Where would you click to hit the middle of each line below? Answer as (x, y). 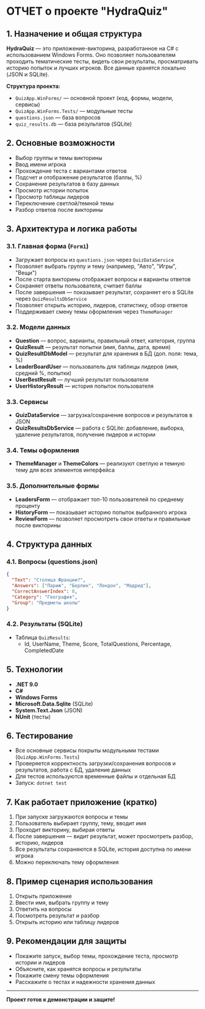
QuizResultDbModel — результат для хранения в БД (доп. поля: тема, (106, 353)
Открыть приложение (43, 896)
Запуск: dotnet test (41, 783)
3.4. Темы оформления (43, 450)
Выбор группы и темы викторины (59, 157)
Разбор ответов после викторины (59, 209)
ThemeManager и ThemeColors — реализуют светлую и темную (100, 464)
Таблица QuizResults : (43, 637)
